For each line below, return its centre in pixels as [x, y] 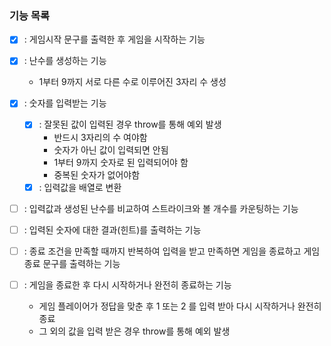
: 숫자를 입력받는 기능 [65, 103]
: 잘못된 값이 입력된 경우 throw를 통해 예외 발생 [130, 124]
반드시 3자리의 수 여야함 [100, 137]
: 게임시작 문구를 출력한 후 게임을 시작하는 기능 [114, 39]
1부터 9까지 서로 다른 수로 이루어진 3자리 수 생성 [132, 82]
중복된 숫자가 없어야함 [97, 174]
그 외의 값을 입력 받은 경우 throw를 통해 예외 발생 [134, 331]
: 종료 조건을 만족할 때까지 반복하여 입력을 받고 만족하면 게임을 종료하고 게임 [172, 251]
